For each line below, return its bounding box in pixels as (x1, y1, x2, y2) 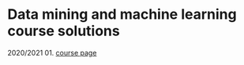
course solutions (7, 22, 120, 40)
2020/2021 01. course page (7, 48, 97, 57)
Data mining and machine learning (7, 5, 238, 23)
